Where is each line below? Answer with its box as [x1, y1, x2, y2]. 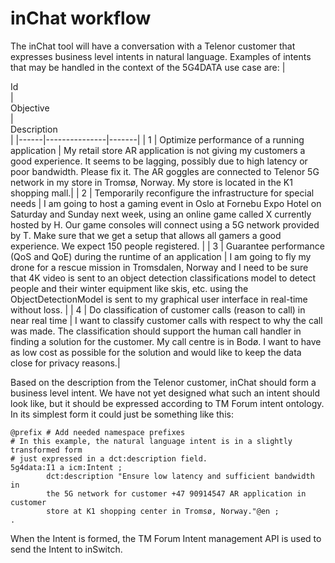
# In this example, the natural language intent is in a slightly [10, 436, 293, 446]
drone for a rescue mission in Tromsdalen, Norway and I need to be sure [10, 261, 309, 273]
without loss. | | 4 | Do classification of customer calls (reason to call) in [10, 303, 306, 316]
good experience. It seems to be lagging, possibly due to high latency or [10, 155, 308, 167]
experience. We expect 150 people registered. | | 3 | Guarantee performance [10, 240, 325, 252]
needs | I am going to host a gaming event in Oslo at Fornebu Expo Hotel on [10, 197, 322, 209]
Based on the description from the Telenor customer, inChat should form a [10, 376, 317, 388]
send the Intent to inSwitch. [10, 543, 123, 555]
